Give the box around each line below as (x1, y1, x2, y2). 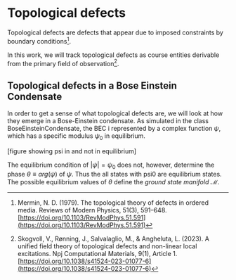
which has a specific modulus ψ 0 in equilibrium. (7, 132, 146, 141)
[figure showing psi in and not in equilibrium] (7, 146, 137, 155)
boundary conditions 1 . (7, 35, 72, 45)
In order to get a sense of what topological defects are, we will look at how (7, 109, 223, 117)
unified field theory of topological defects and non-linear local (17, 241, 197, 250)
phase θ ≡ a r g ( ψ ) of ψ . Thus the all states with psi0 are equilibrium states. (7, 170, 223, 178)
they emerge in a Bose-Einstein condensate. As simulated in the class (7, 117, 209, 125)
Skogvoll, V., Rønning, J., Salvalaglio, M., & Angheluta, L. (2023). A (17, 234, 209, 243)
